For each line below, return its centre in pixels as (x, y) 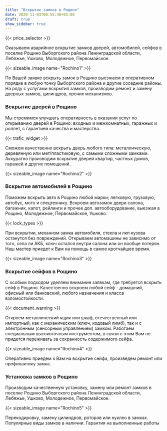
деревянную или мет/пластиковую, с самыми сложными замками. (77, 153)
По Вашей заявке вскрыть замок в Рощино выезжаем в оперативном (80, 78)
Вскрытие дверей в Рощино (41, 107)
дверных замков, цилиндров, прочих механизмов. (59, 94)
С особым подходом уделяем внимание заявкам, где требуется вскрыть (83, 282)
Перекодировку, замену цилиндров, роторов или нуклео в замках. (77, 418)
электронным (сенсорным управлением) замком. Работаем (70, 328)
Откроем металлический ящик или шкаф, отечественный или (71, 318)
